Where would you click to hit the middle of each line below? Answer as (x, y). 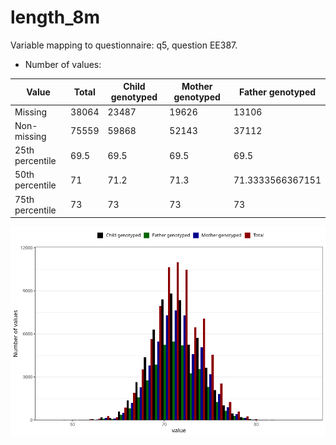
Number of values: (63, 64)
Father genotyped (277, 92)
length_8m (55, 17)
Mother (197, 87)
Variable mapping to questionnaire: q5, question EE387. (124, 45)
